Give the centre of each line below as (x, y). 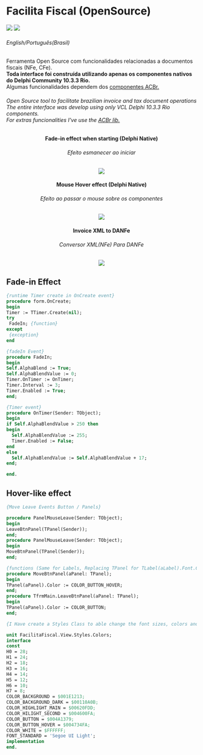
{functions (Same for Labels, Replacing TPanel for (72, 568)
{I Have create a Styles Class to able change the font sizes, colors (97, 624)
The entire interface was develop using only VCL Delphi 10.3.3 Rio (88, 107)
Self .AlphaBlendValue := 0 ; (42, 374)
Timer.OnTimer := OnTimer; (40, 380)
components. (23, 114)
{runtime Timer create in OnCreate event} (60, 295)
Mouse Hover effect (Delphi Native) (101, 185)
